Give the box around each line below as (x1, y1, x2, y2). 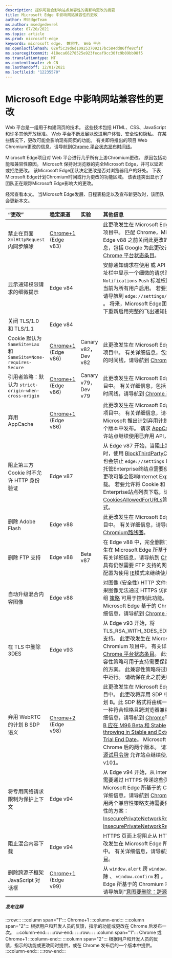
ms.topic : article (5, 31, 45, 37)
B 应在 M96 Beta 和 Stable (103, 721, 166, 729)
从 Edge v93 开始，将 (103, 619, 155, 626)
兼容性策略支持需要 (118, 799, 165, 806)
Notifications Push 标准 (103, 277, 161, 284)
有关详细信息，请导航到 (103, 554, 160, 561)
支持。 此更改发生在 (103, 635, 151, 642)
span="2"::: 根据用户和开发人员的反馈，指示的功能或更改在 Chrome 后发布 (5, 923, 162, 929)
